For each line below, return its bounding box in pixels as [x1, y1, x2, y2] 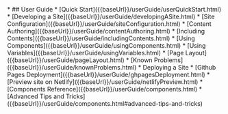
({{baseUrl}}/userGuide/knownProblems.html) [7, 63, 137, 71]
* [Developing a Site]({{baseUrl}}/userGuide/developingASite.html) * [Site [7, 12, 215, 20]
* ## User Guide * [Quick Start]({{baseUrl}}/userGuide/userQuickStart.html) [7, 5, 222, 13]
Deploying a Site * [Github [142, 63, 216, 71]
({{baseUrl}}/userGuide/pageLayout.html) [7, 56, 125, 64]
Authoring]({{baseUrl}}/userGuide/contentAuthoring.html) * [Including [7, 27, 205, 35]
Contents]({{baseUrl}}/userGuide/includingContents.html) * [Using [7, 34, 195, 42]
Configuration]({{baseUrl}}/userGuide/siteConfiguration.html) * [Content [7, 20, 212, 28]
